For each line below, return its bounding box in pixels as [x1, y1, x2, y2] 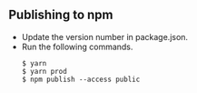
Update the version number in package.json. [21, 31, 188, 42]
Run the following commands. [21, 41, 133, 52]
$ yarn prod [21, 67, 67, 76]
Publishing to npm [8, 7, 113, 23]
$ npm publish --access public [21, 75, 141, 84]
